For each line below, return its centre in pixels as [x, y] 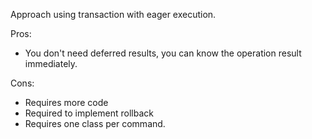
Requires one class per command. [95, 123]
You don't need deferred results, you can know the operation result [163, 53]
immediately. [51, 63]
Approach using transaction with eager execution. [113, 14]
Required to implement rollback [89, 113]
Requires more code [66, 102]
